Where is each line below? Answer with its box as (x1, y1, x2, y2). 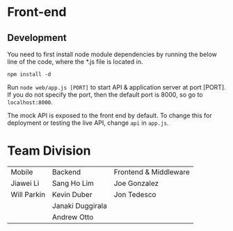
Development (7, 32, 67, 44)
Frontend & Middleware (113, 167, 190, 177)
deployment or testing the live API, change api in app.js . (7, 119, 169, 127)
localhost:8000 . (7, 98, 54, 106)
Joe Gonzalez (113, 178, 159, 188)
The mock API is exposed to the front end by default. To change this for (7, 112, 212, 119)
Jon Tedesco (113, 189, 156, 199)
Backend (51, 167, 81, 177)
